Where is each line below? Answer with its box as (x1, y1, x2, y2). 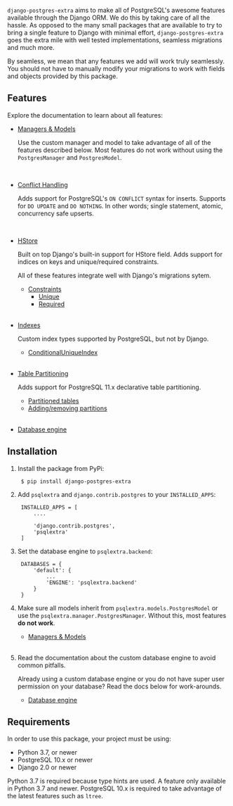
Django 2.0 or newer (17, 763, 77, 772)
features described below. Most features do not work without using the (17, 146, 223, 154)
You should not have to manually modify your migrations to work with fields (7, 65, 225, 73)
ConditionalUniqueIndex (27, 348, 98, 356)
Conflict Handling (17, 180, 68, 189)
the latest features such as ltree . (7, 792, 103, 800)
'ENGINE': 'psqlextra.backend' (46, 579, 138, 586)
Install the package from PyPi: (17, 464, 105, 472)
